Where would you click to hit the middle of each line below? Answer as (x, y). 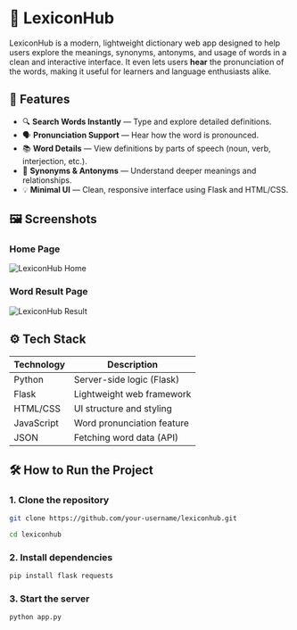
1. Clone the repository (59, 500)
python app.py (36, 618)
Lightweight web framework (133, 394)
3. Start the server (49, 599)
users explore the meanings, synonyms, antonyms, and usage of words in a (148, 52)
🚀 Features (40, 99)
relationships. (47, 180)
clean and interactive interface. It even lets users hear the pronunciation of (147, 62)
